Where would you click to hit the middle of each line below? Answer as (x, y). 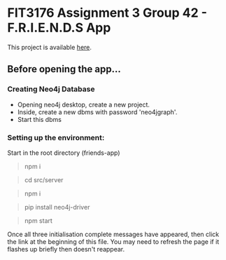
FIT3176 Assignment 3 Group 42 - (107, 13)
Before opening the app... (64, 69)
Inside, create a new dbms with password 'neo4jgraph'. (97, 112)
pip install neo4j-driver (57, 207)
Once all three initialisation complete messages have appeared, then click (113, 234)
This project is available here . (50, 47)
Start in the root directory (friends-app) (64, 153)
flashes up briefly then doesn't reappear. (66, 249)
